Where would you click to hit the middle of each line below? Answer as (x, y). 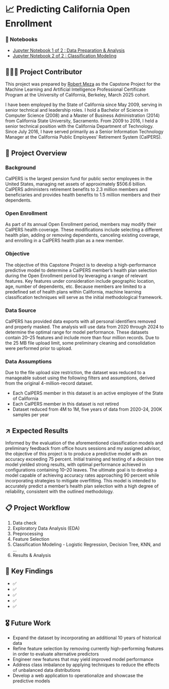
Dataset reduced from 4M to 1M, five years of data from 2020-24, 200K (87, 409)
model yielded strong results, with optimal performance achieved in (75, 464)
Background (21, 168)
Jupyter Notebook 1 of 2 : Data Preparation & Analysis (69, 50)
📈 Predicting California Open (68, 9)
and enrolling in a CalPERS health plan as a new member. (65, 241)
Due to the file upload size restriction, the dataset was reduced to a (75, 373)
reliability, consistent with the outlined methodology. (59, 491)
